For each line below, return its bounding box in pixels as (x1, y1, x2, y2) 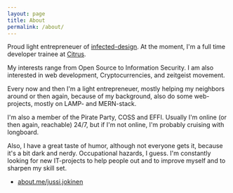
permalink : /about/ (7, 23, 65, 30)
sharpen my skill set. (7, 164, 67, 173)
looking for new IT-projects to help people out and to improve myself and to (7, 157, 226, 165)
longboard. (7, 128, 39, 137)
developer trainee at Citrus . (7, 50, 86, 58)
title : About (7, 17, 46, 24)
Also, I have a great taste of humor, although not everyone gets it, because (7, 142, 223, 150)
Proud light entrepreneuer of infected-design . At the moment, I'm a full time (7, 43, 226, 51)
